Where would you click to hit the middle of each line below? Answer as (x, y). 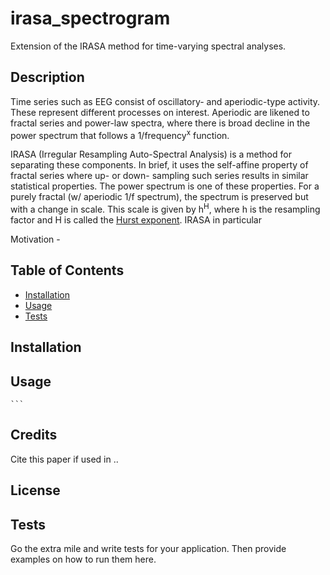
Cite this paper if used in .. (64, 459)
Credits (34, 435)
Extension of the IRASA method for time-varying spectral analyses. (148, 46)
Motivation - (35, 239)
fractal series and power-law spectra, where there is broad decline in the (160, 123)
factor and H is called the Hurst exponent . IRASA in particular (136, 220)
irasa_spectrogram (90, 18)
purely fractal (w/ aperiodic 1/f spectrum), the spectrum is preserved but (159, 197)
